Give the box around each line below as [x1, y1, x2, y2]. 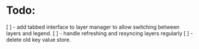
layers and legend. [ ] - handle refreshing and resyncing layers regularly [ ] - [6, 29, 194, 36]
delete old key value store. [6, 36, 71, 43]
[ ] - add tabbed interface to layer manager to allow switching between [6, 23, 180, 30]
